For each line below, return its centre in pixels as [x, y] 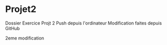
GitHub [13, 28]
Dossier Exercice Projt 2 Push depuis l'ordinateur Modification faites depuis [84, 23]
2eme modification [25, 38]
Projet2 [21, 9]
